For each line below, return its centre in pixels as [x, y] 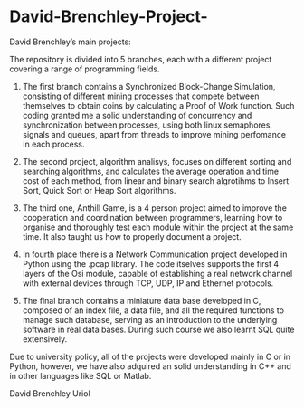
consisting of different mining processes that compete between [141, 96]
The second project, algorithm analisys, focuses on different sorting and [157, 161]
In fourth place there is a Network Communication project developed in [155, 254]
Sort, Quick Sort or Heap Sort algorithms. [99, 190]
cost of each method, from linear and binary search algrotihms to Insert [156, 180]
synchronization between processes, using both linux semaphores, [147, 125]
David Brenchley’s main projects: [70, 42]
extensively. [45, 339]
